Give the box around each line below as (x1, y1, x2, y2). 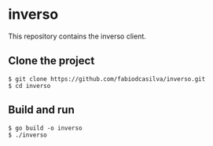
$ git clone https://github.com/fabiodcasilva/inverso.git (8, 75, 206, 83)
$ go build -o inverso (8, 124, 83, 132)
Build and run (8, 104, 75, 117)
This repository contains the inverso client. (8, 31, 147, 41)
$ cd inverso (8, 82, 51, 89)
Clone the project (8, 54, 95, 68)
